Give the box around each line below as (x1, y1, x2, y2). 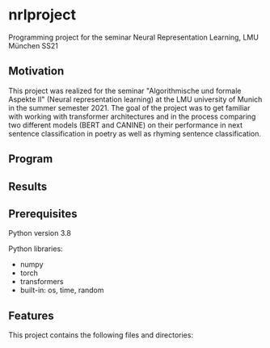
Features (8, 308, 54, 322)
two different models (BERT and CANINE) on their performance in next (8, 119, 243, 130)
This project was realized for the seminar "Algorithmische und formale (8, 86, 242, 95)
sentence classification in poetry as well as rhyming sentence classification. (8, 128, 261, 138)
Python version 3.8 (8, 229, 71, 238)
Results (8, 179, 48, 193)
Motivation (8, 65, 65, 78)
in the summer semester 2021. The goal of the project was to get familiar (8, 103, 251, 112)
